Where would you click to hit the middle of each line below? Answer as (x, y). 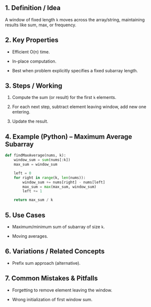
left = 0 (23, 173)
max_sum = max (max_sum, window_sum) (59, 187)
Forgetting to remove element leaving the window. (62, 290)
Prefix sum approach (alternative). (46, 263)
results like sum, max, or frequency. (41, 25)
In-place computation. (34, 61)
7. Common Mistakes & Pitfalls (51, 278)
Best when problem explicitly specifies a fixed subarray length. (75, 70)
